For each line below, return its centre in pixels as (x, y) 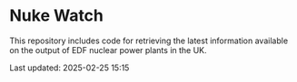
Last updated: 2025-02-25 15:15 (69, 68)
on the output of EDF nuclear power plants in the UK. (108, 50)
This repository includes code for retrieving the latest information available (149, 41)
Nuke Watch (57, 16)
